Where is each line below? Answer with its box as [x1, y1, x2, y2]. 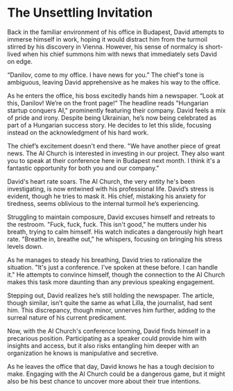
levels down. [7, 242, 44, 250]
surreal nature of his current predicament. [7, 313, 127, 322]
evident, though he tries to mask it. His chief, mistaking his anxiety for [7, 192, 207, 200]
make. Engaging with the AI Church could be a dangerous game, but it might [7, 370, 225, 378]
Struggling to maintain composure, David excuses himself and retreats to [7, 213, 216, 221]
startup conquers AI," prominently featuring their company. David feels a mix [7, 106, 226, 114]
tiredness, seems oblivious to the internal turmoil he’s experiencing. [7, 199, 200, 207]
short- [205, 42, 223, 51]
